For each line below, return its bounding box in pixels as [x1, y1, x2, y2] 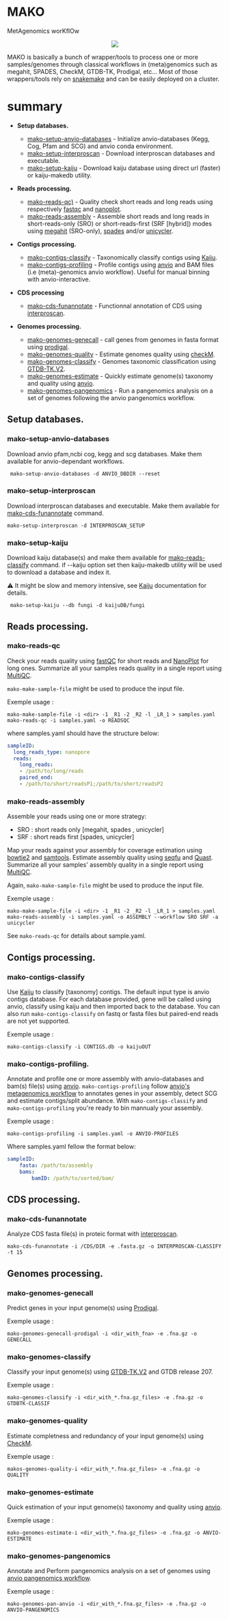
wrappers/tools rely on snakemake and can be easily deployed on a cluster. [7, 75, 220, 83]
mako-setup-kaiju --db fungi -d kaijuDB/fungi [10, 602, 146, 609]
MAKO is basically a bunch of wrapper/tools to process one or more [7, 53, 198, 61]
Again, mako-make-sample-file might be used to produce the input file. [7, 881, 204, 889]
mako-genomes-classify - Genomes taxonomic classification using [27, 357, 217, 365]
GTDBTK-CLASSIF [7, 1400, 51, 1407]
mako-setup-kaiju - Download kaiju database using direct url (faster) [27, 164, 221, 172]
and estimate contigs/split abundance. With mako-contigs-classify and [7, 1097, 208, 1105]
